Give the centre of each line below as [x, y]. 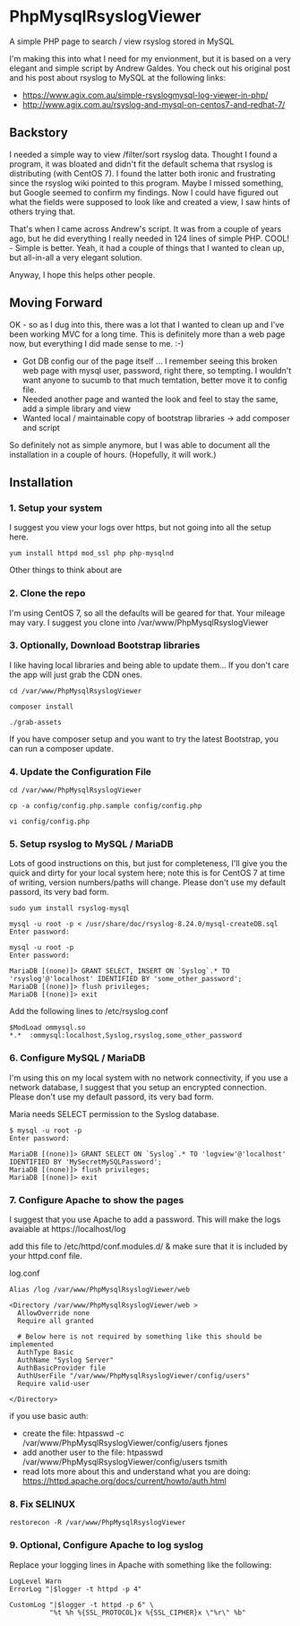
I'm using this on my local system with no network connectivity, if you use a [149, 1078]
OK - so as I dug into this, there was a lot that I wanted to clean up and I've [147, 324]
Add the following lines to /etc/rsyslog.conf [89, 1011]
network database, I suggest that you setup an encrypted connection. [138, 1087]
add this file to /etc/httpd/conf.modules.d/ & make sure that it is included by [149, 1246]
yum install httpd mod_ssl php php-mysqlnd [92, 554]
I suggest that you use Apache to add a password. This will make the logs [145, 1219]
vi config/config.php [50, 822]
